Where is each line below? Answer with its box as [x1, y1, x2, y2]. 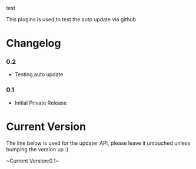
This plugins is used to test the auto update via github [6, 16, 137, 22]
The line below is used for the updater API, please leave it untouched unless [6, 139, 191, 147]
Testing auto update [14, 71, 64, 78]
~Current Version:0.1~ [6, 157, 59, 164]
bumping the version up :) [6, 145, 69, 152]
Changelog [6, 37, 61, 50]
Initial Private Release [14, 99, 67, 106]
